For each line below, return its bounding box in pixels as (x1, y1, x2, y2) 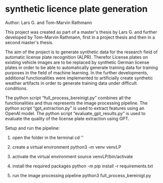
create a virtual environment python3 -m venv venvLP (12, 144, 121, 150)
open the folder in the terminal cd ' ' (12, 135, 84, 140)
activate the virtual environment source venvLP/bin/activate (12, 153, 134, 160)
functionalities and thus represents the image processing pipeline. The (5, 100, 148, 106)
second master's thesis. (5, 39, 54, 45)
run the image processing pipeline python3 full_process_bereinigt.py (12, 172, 151, 178)
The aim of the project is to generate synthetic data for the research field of (5, 49, 158, 55)
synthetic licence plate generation (5, 3, 148, 15)
